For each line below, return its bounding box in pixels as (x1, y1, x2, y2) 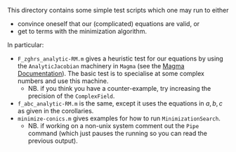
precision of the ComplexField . (27, 91, 115, 100)
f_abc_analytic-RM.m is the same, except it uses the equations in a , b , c (17, 99, 223, 108)
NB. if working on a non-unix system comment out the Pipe (27, 122, 199, 129)
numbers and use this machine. (17, 77, 109, 85)
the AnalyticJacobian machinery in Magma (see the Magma (17, 62, 185, 70)
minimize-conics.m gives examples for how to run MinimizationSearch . (17, 114, 221, 122)
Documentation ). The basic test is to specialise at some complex (17, 70, 205, 77)
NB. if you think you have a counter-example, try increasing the (27, 84, 211, 92)
